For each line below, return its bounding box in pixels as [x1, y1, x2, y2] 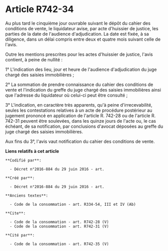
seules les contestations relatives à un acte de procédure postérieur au [5, 107, 152, 113]
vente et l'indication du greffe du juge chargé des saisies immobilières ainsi [5, 87, 161, 93]
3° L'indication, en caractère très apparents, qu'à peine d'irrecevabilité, [5, 102, 152, 108]
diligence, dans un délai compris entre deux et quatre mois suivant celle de [5, 36, 161, 42]
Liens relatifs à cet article [5, 148, 59, 154]
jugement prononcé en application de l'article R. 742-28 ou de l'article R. [5, 112, 156, 119]
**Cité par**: [5, 232, 35, 237]
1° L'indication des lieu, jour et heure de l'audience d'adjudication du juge [5, 66, 157, 72]
